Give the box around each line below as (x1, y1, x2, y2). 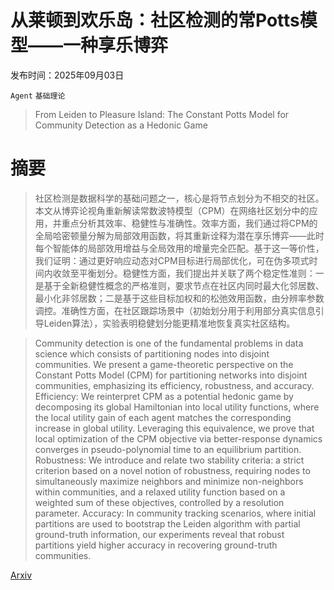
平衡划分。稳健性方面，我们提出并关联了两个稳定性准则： (78, 267, 316, 279)
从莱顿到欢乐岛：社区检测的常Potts (10, 9, 300, 32)
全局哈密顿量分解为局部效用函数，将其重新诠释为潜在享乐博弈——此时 (34, 229, 325, 241)
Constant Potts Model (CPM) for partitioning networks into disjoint (34, 369, 308, 381)
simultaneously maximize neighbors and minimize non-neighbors (34, 475, 304, 487)
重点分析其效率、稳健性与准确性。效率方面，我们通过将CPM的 (61, 217, 318, 229)
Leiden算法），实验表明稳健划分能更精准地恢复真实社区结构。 (43, 317, 296, 329)
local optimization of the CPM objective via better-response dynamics (34, 432, 323, 445)
